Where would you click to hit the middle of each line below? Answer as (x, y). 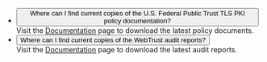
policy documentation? (138, 21)
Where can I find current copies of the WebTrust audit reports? (113, 40)
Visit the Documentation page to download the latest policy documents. (135, 31)
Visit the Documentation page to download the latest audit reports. (127, 50)
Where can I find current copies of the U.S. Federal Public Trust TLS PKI (138, 13)
